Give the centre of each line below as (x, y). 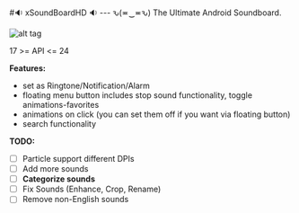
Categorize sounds (59, 179)
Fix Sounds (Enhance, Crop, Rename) (92, 189)
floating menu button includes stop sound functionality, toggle (137, 95)
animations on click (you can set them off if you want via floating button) (156, 114)
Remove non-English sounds (75, 200)
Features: (28, 68)
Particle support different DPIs (78, 159)
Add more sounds (55, 169)
